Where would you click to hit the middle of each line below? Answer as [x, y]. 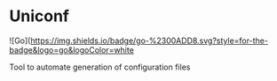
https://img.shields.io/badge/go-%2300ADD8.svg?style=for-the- [150, 40]
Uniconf [39, 16]
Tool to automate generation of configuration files [100, 67]
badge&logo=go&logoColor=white [72, 49]
